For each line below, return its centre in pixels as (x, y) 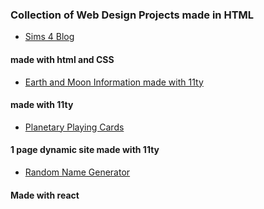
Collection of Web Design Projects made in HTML (132, 15)
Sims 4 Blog (49, 37)
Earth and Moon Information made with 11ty (114, 82)
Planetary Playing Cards (74, 127)
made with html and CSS (62, 59)
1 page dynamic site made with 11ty (85, 150)
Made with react (45, 195)
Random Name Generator (77, 172)
